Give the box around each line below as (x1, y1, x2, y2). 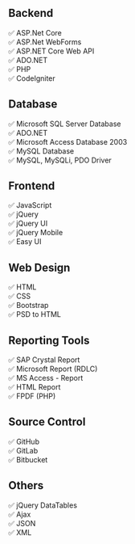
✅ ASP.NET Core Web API (8, 46, 95, 56)
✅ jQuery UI (8, 218, 48, 229)
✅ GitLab (8, 445, 39, 455)
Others (8, 479, 44, 492)
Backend (8, 6, 54, 20)
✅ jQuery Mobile (8, 228, 63, 238)
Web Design (8, 260, 71, 274)
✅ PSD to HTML (8, 310, 62, 319)
